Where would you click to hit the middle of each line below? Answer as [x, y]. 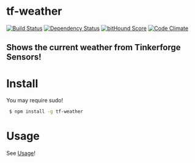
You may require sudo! [35, 100]
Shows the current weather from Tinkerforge [94, 47]
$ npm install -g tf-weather [46, 112]
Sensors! [24, 57]
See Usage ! [21, 153]
